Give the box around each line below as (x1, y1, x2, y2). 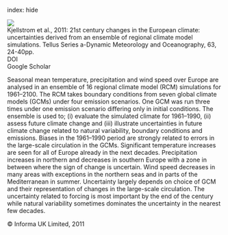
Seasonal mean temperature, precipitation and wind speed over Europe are (7, 75, 219, 84)
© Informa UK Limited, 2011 (7, 220, 85, 228)
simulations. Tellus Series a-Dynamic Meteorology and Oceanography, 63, (7, 40, 217, 49)
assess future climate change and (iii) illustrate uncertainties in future (7, 119, 203, 127)
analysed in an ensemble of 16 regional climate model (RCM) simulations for (7, 83, 221, 91)
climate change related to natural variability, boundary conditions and (7, 127, 203, 134)
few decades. (7, 207, 46, 214)
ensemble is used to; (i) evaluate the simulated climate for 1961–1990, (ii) (7, 112, 212, 120)
